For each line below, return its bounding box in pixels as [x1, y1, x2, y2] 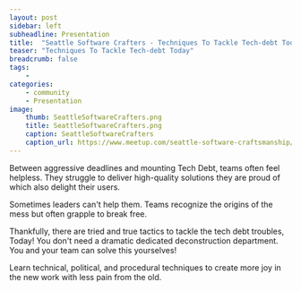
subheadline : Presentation [9, 30, 110, 39]
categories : [9, 80, 54, 89]
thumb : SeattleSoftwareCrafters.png [25, 113, 163, 122]
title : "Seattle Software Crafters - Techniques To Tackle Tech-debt [9, 38, 279, 47]
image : [9, 105, 34, 114]
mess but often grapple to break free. [9, 208, 148, 219]
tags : [9, 64, 30, 73]
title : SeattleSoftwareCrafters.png [25, 122, 163, 131]
